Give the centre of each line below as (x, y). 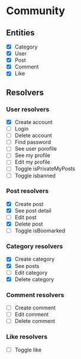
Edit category (31, 272)
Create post (29, 204)
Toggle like (28, 350)
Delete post (29, 224)
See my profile (33, 155)
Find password (33, 142)
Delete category (34, 279)
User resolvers (28, 109)
